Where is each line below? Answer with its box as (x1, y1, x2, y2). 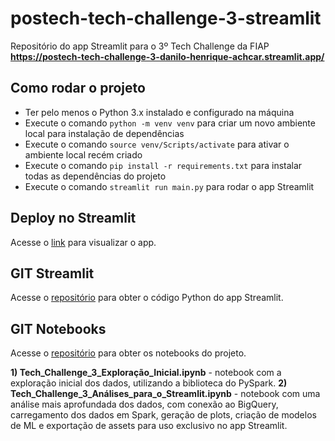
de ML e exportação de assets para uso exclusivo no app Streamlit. (10, 420, 288, 432)
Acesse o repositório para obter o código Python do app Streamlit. (10, 292, 284, 304)
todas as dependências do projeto (24, 170, 167, 182)
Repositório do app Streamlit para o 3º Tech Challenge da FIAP (10, 40, 270, 52)
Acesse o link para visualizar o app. (10, 236, 157, 248)
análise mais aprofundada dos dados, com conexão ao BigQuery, (10, 398, 279, 411)
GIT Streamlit (10, 265, 95, 282)
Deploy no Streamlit (10, 210, 137, 227)
